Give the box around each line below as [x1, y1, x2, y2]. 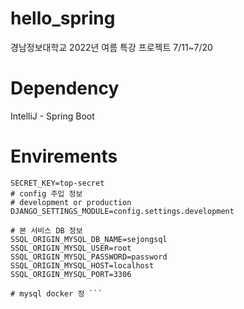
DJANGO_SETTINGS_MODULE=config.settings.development [10, 206, 235, 216]
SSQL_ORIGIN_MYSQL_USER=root [10, 243, 132, 253]
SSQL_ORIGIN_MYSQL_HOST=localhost [10, 260, 155, 271]
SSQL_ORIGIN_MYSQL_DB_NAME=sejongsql [10, 234, 168, 244]
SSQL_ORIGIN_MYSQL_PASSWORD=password [10, 252, 168, 262]
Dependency [10, 77, 120, 100]
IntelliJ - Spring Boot [10, 110, 95, 122]
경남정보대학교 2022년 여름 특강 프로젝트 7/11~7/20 [10, 41, 213, 53]
